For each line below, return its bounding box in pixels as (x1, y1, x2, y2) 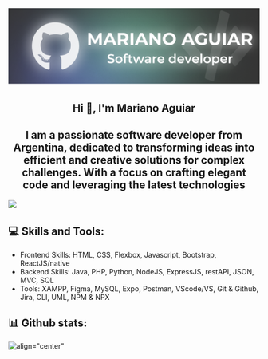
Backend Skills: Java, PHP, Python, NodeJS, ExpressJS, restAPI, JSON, (19, 266, 254, 276)
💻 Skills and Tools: (8, 225, 105, 239)
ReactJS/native (19, 258, 70, 268)
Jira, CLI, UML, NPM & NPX (19, 292, 110, 302)
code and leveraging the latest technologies (22, 179, 246, 192)
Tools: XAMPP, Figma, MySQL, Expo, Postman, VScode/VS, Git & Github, (19, 283, 259, 294)
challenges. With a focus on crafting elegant (22, 166, 246, 179)
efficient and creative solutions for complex (23, 153, 245, 167)
